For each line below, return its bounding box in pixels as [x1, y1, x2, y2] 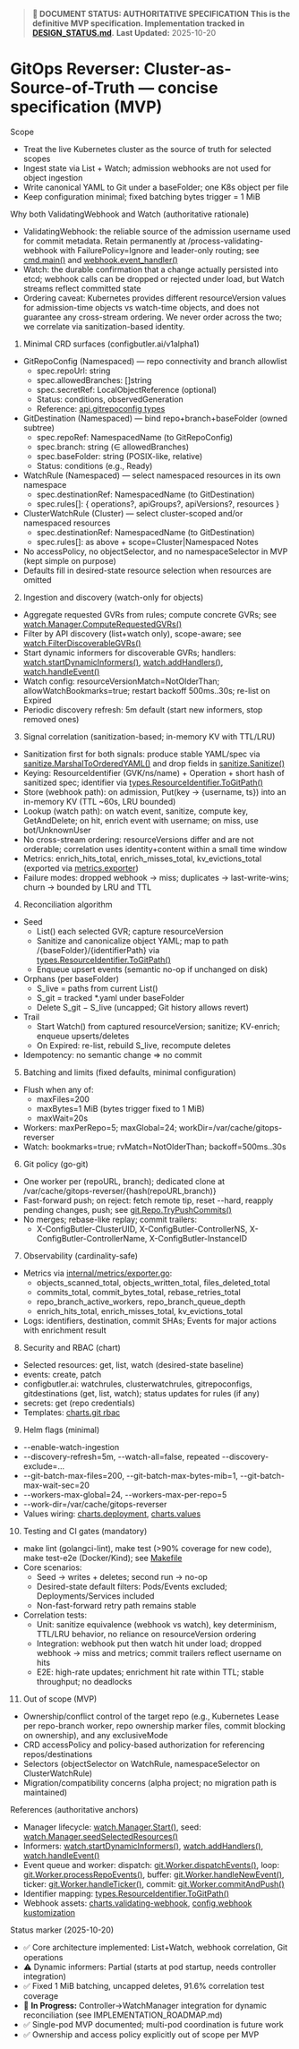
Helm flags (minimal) [22, 1424, 100, 1435]
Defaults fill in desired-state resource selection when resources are [22, 565, 272, 576]
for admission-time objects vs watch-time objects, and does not [22, 302, 260, 312]
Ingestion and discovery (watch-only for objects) [22, 592, 204, 602]
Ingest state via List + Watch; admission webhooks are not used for [22, 162, 272, 174]
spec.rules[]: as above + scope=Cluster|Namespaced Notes [36, 536, 259, 547]
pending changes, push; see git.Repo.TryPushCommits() [22, 1204, 232, 1215]
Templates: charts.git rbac [22, 1406, 121, 1418]
